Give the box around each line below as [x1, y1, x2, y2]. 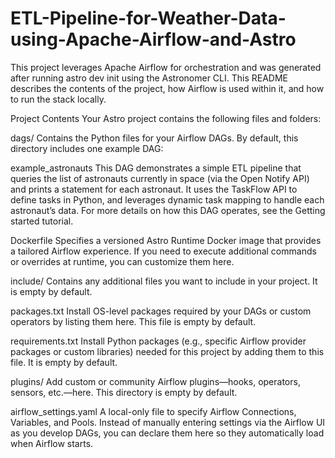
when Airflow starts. [10, 437, 94, 449]
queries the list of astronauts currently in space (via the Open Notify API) [10, 172, 310, 184]
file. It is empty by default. [10, 356, 118, 368]
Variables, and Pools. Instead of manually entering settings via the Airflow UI [10, 416, 326, 428]
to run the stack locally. [10, 93, 107, 105]
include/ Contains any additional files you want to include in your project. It [10, 275, 318, 287]
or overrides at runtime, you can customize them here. [10, 255, 235, 267]
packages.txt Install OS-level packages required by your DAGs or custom [10, 305, 312, 317]
